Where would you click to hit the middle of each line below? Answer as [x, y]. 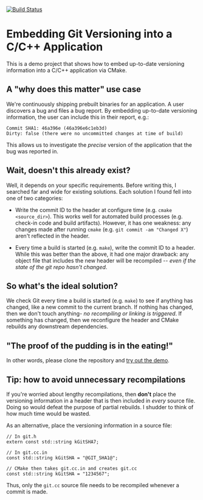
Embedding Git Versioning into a [89, 34]
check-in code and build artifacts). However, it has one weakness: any [103, 223]
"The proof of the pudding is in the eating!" [90, 346]
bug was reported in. [33, 151]
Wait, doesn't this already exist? [68, 171]
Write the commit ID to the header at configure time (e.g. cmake [93, 210]
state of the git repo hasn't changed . [61, 267]
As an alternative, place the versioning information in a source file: [89, 425]
